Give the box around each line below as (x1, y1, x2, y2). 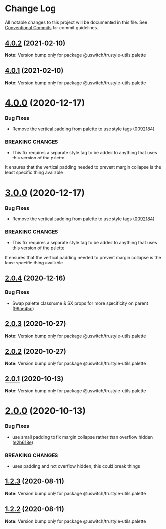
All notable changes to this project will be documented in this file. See (5, 19, 148, 25)
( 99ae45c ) (12, 305, 34, 311)
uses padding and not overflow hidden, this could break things (12, 463, 140, 469)
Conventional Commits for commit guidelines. (5, 24, 98, 30)
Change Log (5, 3, 56, 14)
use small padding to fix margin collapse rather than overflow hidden (12, 434, 153, 440)
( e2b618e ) (12, 439, 34, 445)
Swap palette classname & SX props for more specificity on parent (12, 300, 149, 306)
